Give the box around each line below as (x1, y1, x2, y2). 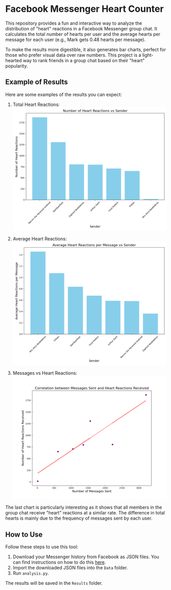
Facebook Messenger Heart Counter (5, 3, 164, 15)
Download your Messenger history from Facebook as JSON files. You (12, 554, 160, 560)
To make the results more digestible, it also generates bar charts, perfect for (5, 46, 166, 52)
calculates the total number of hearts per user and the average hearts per (5, 31, 160, 37)
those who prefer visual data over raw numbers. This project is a (5, 52, 142, 58)
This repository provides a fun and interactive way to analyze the (5, 20, 142, 26)
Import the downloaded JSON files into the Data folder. (12, 565, 128, 571)
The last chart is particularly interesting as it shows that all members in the (5, 504, 162, 510)
